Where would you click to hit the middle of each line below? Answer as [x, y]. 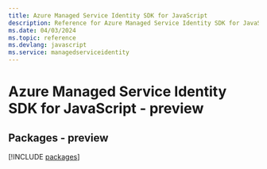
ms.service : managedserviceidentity [69, 52]
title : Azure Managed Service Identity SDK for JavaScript [108, 15]
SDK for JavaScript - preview [106, 109]
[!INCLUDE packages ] [44, 157]
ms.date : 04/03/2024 [43, 30]
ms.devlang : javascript [48, 45]
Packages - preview [58, 138]
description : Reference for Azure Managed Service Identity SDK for [124, 23]
